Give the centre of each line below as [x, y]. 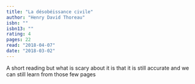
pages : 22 [19, 40]
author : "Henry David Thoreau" [46, 17]
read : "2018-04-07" [31, 46]
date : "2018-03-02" [31, 51]
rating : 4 [19, 34]
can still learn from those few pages [51, 74]
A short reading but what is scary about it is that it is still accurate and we [98, 68]
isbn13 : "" [20, 28]
